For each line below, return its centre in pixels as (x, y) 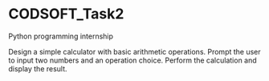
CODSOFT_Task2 (66, 14)
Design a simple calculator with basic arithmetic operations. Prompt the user (134, 51)
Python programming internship (61, 36)
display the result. (38, 68)
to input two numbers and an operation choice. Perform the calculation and (132, 60)
